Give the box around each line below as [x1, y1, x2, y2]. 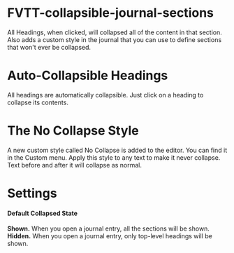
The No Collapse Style [7, 123, 139, 139]
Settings [7, 186, 57, 201]
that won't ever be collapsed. [7, 43, 92, 51]
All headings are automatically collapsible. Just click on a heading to [7, 90, 204, 99]
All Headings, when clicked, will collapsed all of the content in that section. [7, 28, 222, 36]
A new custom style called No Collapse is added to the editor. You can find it [7, 146, 228, 154]
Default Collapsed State [7, 209, 78, 217]
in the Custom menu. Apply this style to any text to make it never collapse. [7, 153, 221, 162]
